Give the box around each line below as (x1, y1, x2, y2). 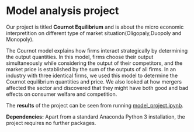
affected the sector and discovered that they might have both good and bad (6, 84, 189, 91)
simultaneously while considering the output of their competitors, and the (6, 60, 183, 67)
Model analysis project (6, 4, 119, 18)
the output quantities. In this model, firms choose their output (6, 53, 154, 60)
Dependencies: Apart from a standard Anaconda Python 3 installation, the (6, 113, 185, 120)
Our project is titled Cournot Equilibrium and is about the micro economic (6, 23, 184, 30)
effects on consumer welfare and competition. (6, 91, 117, 98)
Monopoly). (6, 36, 34, 43)
